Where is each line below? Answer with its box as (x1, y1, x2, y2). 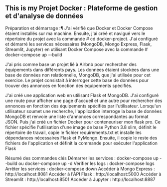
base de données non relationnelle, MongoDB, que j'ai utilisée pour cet (5, 72, 151, 78)
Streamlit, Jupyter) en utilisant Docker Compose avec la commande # (5, 46, 148, 52)
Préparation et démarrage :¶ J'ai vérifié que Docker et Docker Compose (5, 25, 153, 31)
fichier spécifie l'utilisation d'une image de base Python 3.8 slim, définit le (5, 124, 157, 130)
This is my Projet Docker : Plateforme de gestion (5, 4, 158, 12)
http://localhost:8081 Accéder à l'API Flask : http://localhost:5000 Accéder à (5, 171, 162, 177)
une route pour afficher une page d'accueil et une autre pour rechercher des (5, 97, 163, 103)
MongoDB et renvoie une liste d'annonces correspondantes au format (5, 113, 149, 119)
